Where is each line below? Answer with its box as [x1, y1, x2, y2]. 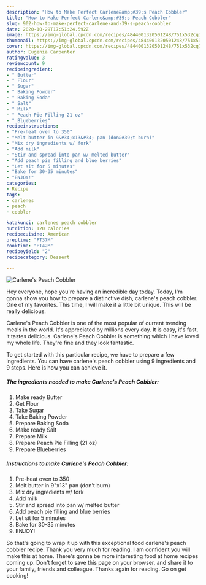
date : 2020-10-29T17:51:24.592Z [6, 26, 89, 33]
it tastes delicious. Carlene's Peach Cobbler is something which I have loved [6, 333, 199, 340]
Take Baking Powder [15, 413, 67, 420]
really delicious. [6, 308, 46, 315]
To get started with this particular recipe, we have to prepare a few [6, 351, 175, 358]
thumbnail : [6, 37, 34, 44]
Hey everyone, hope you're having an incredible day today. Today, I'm [6, 288, 183, 295]
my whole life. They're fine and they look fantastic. [6, 339, 134, 347]
